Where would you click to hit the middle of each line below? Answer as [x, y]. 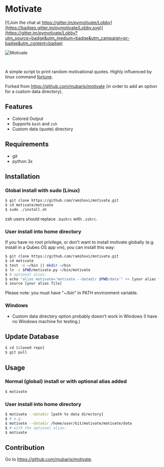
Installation [22, 176]
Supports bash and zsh [35, 123]
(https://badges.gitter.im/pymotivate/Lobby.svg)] [54, 27]
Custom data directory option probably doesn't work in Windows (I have [85, 316]
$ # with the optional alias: [36, 428]
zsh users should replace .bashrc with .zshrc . [51, 219]
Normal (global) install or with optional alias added [66, 382]
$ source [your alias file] [34, 284]
